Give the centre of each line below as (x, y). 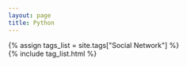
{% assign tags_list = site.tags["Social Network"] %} (94, 45)
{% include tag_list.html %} (53, 53)
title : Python (32, 23)
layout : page (30, 15)
